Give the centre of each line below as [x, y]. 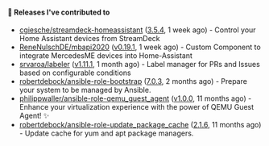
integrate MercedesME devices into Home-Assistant [106, 56]
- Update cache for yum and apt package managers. [106, 133]
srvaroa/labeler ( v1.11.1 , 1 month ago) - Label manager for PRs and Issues [140, 65]
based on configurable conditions [75, 73]
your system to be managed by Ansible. [85, 90]
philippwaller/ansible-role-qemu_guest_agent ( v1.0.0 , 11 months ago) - [135, 98]
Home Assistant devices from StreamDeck [89, 39]
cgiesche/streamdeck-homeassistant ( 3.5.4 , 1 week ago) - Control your [137, 30]
